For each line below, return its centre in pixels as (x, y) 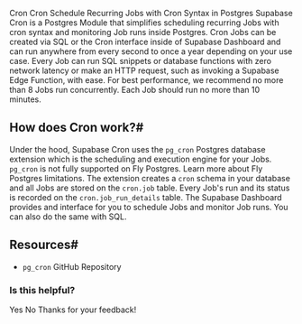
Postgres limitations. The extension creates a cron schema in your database (150, 178)
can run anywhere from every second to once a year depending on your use (151, 51)
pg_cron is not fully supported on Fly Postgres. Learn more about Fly (136, 168)
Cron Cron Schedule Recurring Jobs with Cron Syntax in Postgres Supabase (151, 13)
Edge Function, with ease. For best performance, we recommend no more (146, 80)
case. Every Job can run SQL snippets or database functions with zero (141, 61)
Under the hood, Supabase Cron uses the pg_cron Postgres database (137, 149)
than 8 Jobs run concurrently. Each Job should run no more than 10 (134, 90)
